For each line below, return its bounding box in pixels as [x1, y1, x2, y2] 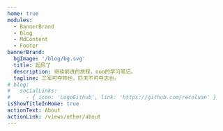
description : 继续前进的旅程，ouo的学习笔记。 [13, 68, 137, 75]
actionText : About [7, 107, 61, 114]
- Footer [13, 42, 39, 49]
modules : [7, 17, 33, 24]
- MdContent [13, 36, 49, 43]
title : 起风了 [13, 62, 52, 69]
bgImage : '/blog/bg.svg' [13, 55, 86, 62]
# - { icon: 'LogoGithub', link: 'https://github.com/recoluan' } [7, 94, 217, 101]
